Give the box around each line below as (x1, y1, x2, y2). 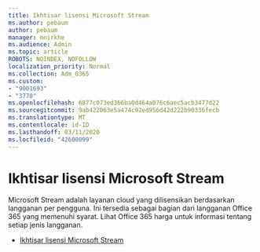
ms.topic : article (8, 48, 68, 56)
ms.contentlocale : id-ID (8, 121, 90, 129)
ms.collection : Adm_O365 (8, 70, 90, 78)
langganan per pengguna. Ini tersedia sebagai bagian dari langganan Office (8, 203, 253, 213)
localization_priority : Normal (8, 63, 111, 71)
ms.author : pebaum (8, 19, 68, 27)
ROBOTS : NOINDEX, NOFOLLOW (8, 56, 97, 64)
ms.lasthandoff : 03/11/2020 (8, 128, 101, 136)
